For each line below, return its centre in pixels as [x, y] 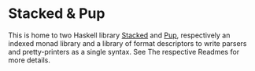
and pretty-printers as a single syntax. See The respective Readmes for [124, 51]
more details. [30, 60]
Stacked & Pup [57, 14]
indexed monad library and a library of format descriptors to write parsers [128, 43]
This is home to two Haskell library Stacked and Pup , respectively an [119, 35]
